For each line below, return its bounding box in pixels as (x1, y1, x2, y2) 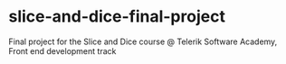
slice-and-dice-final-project (8, 6, 225, 27)
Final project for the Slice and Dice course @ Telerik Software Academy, (8, 36, 278, 47)
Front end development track (8, 45, 117, 56)
